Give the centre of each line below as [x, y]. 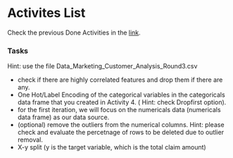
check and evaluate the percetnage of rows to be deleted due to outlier [120, 133]
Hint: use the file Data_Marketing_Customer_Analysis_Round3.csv [102, 66]
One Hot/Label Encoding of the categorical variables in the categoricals [121, 95]
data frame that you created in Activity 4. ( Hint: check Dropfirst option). [122, 102]
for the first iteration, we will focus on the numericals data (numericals [119, 110]
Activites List [46, 13]
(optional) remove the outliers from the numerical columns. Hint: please [121, 125]
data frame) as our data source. [63, 117]
